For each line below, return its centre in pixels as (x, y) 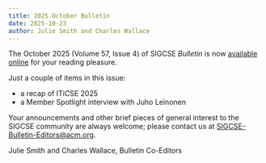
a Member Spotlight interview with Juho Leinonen (103, 102)
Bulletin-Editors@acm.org (51, 135)
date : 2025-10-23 (38, 23)
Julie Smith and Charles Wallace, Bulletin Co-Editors (95, 151)
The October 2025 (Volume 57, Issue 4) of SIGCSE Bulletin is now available (133, 54)
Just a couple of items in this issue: (67, 78)
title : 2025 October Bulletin (59, 16)
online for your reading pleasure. (63, 62)
